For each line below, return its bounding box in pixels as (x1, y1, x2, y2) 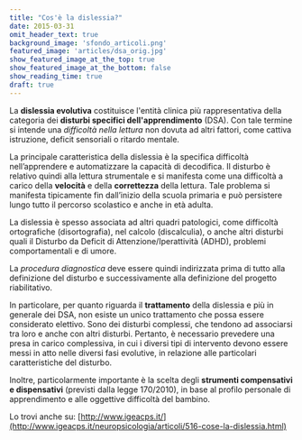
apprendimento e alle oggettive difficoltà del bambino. (9, 393, 210, 404)
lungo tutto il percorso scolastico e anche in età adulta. (9, 199, 214, 210)
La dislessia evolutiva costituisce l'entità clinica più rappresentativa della (9, 105, 282, 115)
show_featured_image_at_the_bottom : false (9, 64, 171, 73)
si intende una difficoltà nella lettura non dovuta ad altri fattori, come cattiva (9, 124, 292, 135)
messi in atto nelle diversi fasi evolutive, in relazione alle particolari (9, 347, 257, 358)
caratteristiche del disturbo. (9, 357, 113, 368)
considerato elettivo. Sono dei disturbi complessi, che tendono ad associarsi (9, 318, 293, 329)
